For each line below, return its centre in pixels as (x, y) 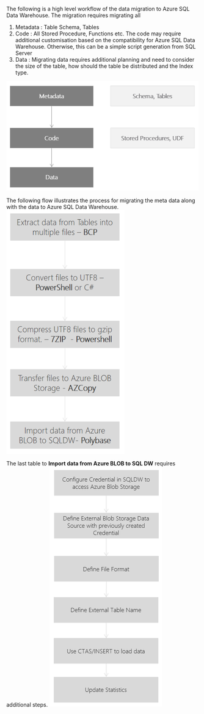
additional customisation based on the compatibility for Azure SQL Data (105, 40)
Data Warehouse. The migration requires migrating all (74, 15)
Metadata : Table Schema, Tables (57, 27)
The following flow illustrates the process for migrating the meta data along (101, 200)
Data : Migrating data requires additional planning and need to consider (105, 60)
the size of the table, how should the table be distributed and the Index (104, 66)
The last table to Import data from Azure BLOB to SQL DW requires (91, 463)
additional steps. (27, 704)
